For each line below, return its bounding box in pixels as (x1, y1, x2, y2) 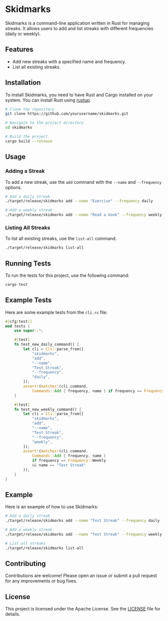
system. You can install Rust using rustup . (5, 97, 91, 103)
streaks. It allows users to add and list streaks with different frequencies (5, 25, 153, 31)
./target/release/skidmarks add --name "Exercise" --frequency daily (5, 199, 153, 204)
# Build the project (5, 134, 48, 139)
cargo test (5, 282, 28, 287)
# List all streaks (5, 541, 46, 546)
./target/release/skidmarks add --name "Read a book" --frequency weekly (5, 212, 162, 217)
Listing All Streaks (5, 224, 50, 231)
